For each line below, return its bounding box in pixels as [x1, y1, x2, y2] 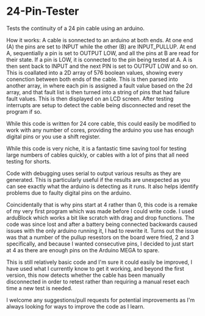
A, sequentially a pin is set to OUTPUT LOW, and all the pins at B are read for [6, 49, 199, 56]
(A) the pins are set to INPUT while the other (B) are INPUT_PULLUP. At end [6, 43, 196, 50]
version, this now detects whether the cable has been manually [6, 271, 165, 279]
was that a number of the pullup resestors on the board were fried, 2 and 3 [6, 233, 194, 241]
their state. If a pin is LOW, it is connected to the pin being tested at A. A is [6, 56, 193, 63]
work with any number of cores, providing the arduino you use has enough [6, 126, 194, 134]
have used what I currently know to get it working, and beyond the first [6, 265, 184, 272]
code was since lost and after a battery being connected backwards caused [6, 220, 198, 228]
